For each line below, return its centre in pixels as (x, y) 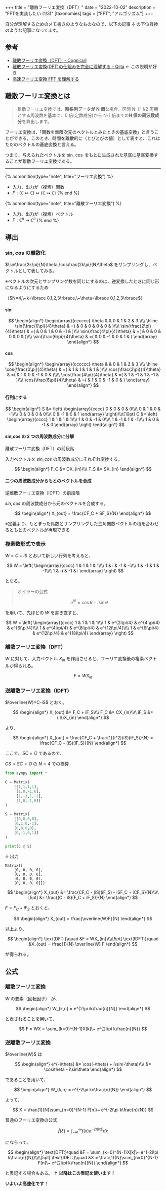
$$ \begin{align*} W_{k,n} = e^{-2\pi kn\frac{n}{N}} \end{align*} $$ (83, 1090)
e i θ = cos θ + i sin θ (89, 602)
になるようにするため (27, 287)
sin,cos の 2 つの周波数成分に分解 (40, 436)
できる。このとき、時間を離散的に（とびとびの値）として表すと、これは (87, 138)
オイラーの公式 (32, 592)
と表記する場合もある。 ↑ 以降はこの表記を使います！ (60, 1173)
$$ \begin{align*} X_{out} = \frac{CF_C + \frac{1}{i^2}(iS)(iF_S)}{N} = (83, 738)
